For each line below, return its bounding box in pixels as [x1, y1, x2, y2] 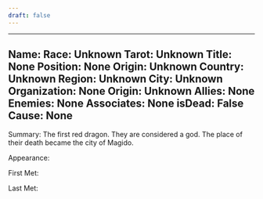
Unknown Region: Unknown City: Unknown [8, 72, 223, 86]
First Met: [8, 168, 39, 178]
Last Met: [8, 183, 39, 193]
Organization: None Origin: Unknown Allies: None [8, 85, 255, 98]
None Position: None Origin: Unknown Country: [8, 60, 244, 74]
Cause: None [8, 109, 73, 122]
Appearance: [8, 154, 50, 163]
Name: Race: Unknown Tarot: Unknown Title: [8, 48, 232, 61]
